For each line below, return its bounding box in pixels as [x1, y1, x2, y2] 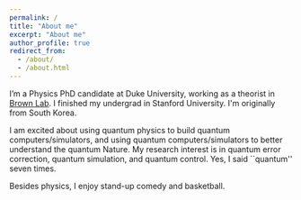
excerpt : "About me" [9, 30, 87, 39]
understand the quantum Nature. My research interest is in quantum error [9, 143, 281, 154]
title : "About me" [9, 22, 78, 31]
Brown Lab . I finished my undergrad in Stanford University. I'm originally [9, 97, 276, 108]
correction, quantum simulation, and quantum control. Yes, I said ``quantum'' [9, 153, 293, 164]
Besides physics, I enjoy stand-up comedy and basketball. [9, 180, 226, 191]
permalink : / [9, 13, 58, 23]
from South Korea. [9, 107, 77, 118]
